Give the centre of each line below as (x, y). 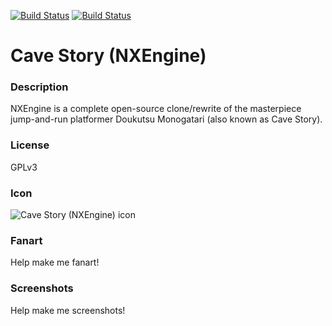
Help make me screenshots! (68, 310)
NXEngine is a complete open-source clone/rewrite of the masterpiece (156, 109)
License (30, 145)
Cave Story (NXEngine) (108, 56)
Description (39, 87)
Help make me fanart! (55, 262)
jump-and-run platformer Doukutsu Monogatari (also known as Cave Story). (166, 119)
